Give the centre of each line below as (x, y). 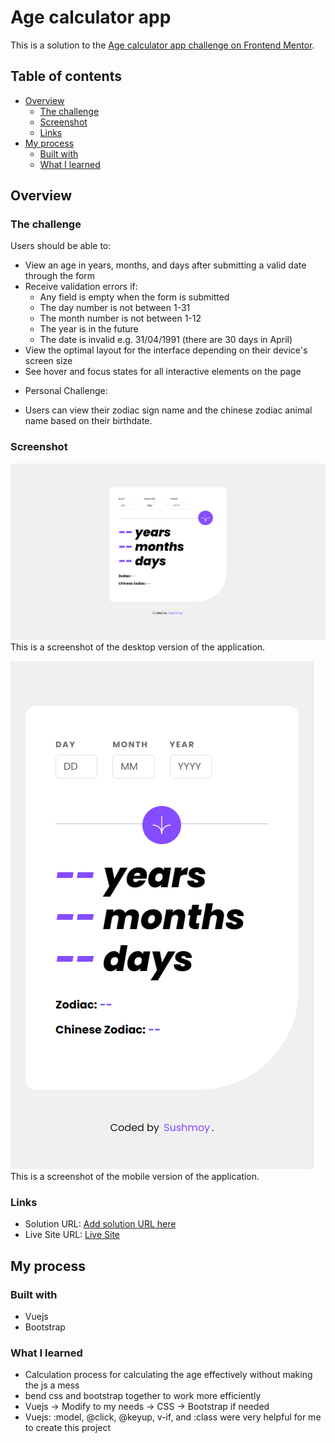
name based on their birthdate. (88, 421)
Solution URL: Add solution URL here (100, 1224)
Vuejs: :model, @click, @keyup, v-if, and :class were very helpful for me (173, 1417)
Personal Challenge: (66, 391)
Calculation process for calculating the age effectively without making (168, 1375)
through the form (60, 276)
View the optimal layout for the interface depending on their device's (166, 350)
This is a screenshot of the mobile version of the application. (135, 1177)
